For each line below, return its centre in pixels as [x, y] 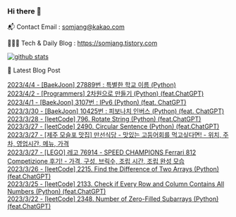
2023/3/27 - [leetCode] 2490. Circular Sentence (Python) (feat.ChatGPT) [113, 126]
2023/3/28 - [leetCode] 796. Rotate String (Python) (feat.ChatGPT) [104, 119]
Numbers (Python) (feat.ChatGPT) [57, 192]
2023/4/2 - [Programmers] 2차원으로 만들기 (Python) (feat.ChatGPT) [106, 93]
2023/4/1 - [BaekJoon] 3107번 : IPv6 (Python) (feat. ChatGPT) [97, 103]
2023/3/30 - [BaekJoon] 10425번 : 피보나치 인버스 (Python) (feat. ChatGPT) [116, 111]
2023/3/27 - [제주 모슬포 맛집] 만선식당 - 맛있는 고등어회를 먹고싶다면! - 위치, [114, 135]
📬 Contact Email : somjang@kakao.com [66, 27]
